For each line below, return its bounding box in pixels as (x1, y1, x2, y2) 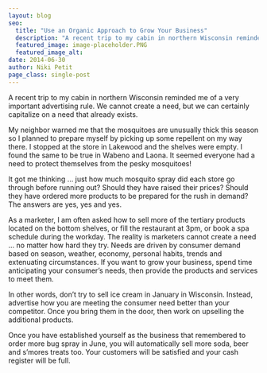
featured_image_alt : (15, 49, 83, 56)
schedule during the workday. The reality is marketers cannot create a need (8, 231, 257, 241)
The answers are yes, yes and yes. (8, 200, 122, 209)
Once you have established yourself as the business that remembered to (8, 330, 246, 340)
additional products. (8, 315, 74, 324)
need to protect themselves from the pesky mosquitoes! (8, 158, 192, 168)
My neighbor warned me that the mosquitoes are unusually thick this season (8, 125, 259, 134)
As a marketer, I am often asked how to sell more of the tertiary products (8, 215, 246, 224)
